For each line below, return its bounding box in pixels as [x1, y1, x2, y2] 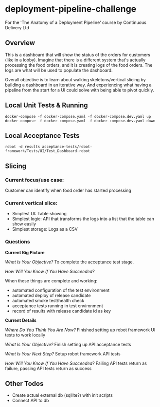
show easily [12, 221, 36, 227]
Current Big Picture [5, 249, 45, 255]
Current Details [5, 317, 36, 323]
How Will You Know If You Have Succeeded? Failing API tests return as [5, 360, 147, 366]
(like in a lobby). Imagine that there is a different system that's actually [5, 57, 146, 63]
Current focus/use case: [5, 176, 64, 183]
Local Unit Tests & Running [5, 101, 89, 110]
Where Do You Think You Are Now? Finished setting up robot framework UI [5, 327, 156, 333]
